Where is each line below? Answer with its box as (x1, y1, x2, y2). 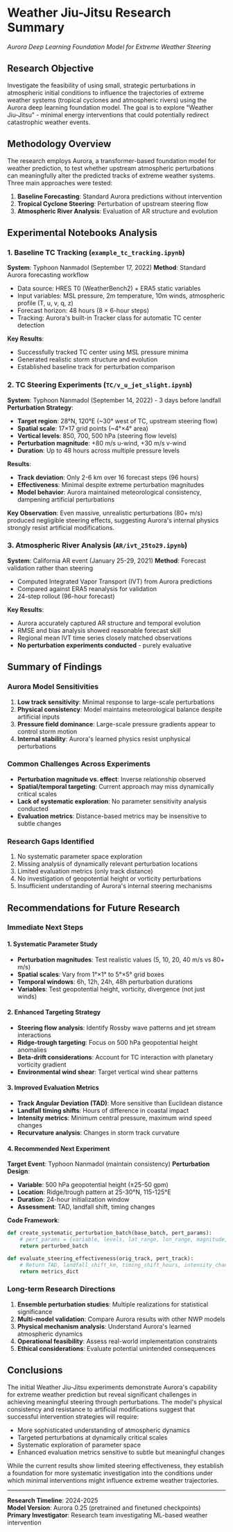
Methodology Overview (7, 138, 112, 150)
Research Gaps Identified (7, 836, 95, 846)
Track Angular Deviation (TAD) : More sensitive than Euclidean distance (17, 1099, 223, 1107)
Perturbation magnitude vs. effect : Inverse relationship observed (17, 775, 206, 783)
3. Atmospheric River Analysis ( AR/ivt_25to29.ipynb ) (7, 541, 188, 550)
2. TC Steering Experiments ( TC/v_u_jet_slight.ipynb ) (7, 380, 193, 390)
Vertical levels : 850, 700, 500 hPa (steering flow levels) (17, 432, 178, 440)
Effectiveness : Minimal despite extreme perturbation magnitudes (17, 480, 205, 488)
